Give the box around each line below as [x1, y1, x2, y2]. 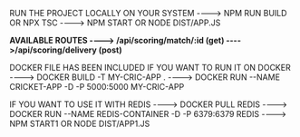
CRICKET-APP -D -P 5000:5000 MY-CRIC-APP [9, 82, 185, 92]
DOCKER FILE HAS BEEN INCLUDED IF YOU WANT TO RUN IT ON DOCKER [9, 63, 292, 73]
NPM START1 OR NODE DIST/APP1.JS [9, 118, 150, 129]
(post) [98, 44, 122, 55]
